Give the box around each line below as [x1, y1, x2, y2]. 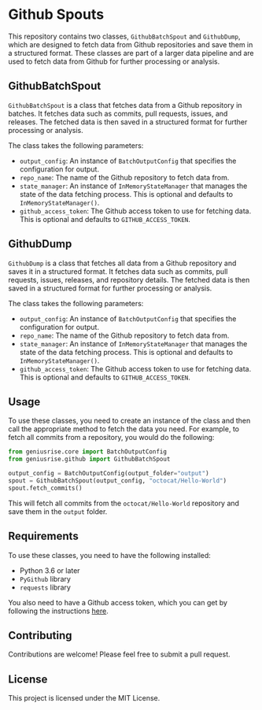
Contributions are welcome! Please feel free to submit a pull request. [8, 649, 231, 659]
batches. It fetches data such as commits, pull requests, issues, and [8, 109, 228, 118]
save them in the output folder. [8, 506, 108, 516]
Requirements [8, 530, 79, 543]
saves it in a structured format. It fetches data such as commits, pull [8, 266, 228, 276]
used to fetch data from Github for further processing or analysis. [8, 57, 220, 66]
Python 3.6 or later [19, 565, 80, 575]
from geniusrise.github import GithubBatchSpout [8, 455, 171, 464]
